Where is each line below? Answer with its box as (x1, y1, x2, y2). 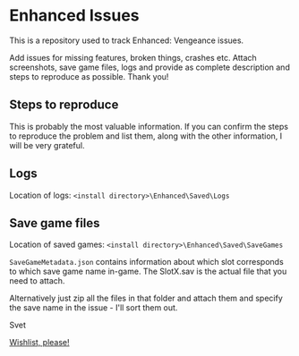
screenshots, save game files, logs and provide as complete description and (9, 62, 291, 72)
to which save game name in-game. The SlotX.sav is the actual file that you (9, 266, 287, 277)
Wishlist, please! (9, 337, 70, 348)
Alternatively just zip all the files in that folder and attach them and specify (9, 292, 284, 304)
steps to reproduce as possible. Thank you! (9, 71, 169, 81)
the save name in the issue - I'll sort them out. (9, 302, 178, 313)
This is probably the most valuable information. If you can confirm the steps (9, 121, 289, 131)
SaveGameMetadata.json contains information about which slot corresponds (9, 257, 284, 267)
